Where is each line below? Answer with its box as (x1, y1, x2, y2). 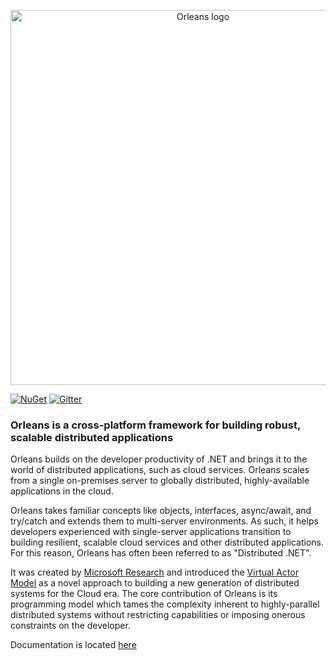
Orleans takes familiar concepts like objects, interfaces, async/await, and (10, 505, 312, 517)
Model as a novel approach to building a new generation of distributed (10, 577, 300, 589)
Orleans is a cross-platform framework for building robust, (10, 418, 301, 432)
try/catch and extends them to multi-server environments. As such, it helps (10, 515, 319, 527)
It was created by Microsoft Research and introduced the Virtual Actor (10, 566, 299, 579)
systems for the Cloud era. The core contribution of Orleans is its (10, 588, 278, 600)
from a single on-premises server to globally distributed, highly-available (10, 475, 310, 487)
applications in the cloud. (10, 485, 114, 497)
